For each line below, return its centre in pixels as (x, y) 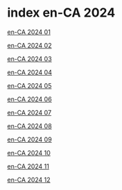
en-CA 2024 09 (29, 139)
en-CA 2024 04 (29, 72)
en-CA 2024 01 (29, 32)
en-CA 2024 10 (29, 153)
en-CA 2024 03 (29, 59)
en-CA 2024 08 (29, 126)
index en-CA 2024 (61, 13)
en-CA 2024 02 (29, 45)
